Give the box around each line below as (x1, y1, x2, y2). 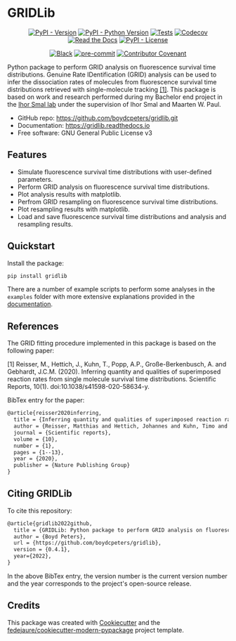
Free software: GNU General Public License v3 (17, 128, 152, 137)
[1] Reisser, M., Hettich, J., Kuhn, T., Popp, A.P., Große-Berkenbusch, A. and (7, 360, 227, 369)
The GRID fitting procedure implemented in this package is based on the (7, 339, 216, 348)
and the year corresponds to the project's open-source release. (7, 579, 192, 588)
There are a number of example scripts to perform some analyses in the (7, 285, 216, 293)
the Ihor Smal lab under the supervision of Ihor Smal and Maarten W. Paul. (7, 100, 221, 108)
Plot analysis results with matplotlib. (17, 190, 122, 198)
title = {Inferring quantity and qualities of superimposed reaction (13, 416, 221, 423)
